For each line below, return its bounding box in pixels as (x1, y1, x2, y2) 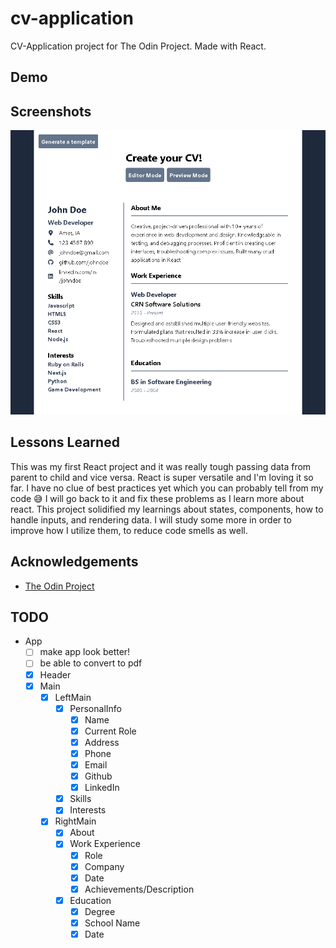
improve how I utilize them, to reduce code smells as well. (10, 524, 248, 536)
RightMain (54, 815, 97, 827)
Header (39, 668, 72, 681)
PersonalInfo (69, 702, 122, 714)
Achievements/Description (84, 883, 195, 895)
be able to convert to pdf (39, 657, 143, 669)
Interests (69, 804, 107, 816)
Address (84, 736, 120, 748)
